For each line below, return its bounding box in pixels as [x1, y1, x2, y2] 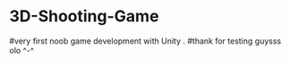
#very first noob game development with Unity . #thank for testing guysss [9, 35, 282, 46]
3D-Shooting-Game [9, 6, 159, 27]
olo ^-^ [9, 44, 34, 55]
